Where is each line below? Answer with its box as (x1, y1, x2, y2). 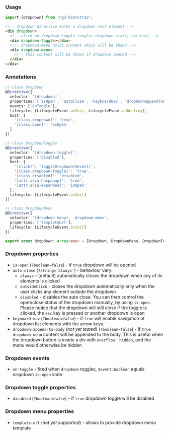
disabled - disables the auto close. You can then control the (20, 294, 144, 300)
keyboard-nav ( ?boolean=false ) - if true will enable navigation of (12, 315, 145, 321)
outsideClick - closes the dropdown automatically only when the (20, 283, 155, 289)
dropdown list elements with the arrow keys (12, 321, 103, 327)
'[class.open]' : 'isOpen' (14, 122, 69, 127)
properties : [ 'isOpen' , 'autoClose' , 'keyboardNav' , (10, 99, 123, 104)
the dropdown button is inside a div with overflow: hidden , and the (12, 336, 151, 343)
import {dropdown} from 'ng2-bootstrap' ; (5, 15, 94, 20)
